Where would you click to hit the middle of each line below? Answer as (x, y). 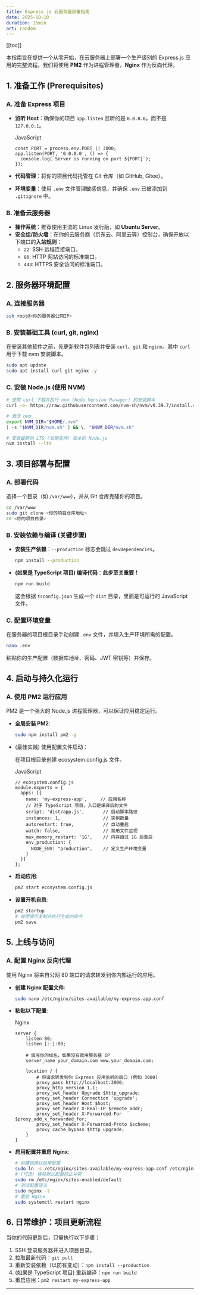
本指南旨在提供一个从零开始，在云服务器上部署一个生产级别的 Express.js (95, 58)
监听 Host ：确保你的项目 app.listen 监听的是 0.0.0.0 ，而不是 (90, 118)
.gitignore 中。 (34, 196)
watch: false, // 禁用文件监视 (82, 831)
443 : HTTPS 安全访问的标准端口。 (65, 264)
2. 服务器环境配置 (38, 285)
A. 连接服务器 (25, 303)
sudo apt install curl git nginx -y (51, 371)
